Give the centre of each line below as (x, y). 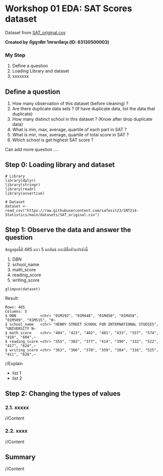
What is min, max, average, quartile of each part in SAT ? (70, 130)
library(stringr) (23, 185)
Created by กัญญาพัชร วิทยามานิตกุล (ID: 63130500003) (57, 42)
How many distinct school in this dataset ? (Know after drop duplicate (82, 119)
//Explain (14, 363)
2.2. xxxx (16, 431)
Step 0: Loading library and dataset (60, 165)
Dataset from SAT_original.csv (35, 32)
